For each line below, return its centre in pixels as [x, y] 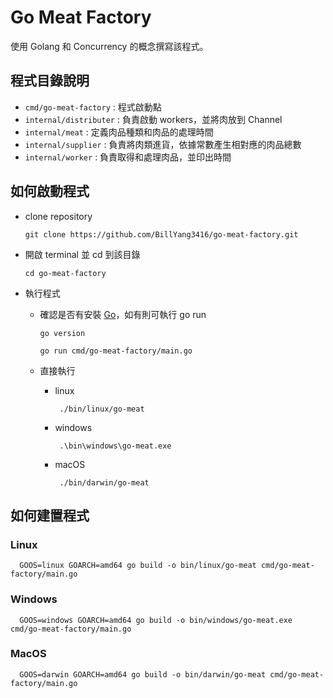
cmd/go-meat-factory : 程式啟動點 [93, 107]
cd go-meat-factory [65, 273]
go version [62, 333]
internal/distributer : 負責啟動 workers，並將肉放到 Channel [153, 119]
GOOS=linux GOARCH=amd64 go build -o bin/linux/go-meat [138, 566]
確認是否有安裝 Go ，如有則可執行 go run [123, 314]
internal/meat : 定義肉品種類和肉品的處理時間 [119, 132]
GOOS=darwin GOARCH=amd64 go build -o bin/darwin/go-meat [143, 674]
